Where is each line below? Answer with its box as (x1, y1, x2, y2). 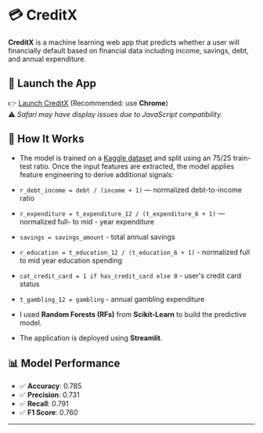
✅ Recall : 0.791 (19, 399, 69, 409)
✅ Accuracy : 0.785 (19, 381, 82, 391)
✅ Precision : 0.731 (19, 390, 80, 400)
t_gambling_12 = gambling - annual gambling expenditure (19, 294, 205, 304)
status (19, 279, 40, 289)
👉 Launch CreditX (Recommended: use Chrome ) (8, 98, 168, 107)
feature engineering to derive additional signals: (19, 169, 174, 179)
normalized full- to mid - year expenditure (19, 216, 155, 226)
